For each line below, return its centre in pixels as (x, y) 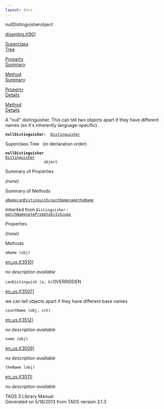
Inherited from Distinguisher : (37, 209)
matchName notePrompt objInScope (38, 214)
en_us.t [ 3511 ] (19, 377)
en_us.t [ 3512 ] (19, 320)
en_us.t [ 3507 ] (20, 291)
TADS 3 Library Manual (29, 396)
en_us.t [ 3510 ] (19, 262)
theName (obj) (20, 367)
